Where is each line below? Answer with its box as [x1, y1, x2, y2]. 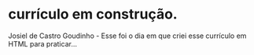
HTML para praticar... [8, 39, 77, 48]
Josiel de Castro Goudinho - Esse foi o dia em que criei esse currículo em [8, 31, 247, 40]
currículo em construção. [8, 5, 179, 23]
